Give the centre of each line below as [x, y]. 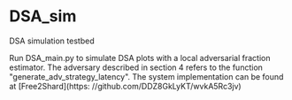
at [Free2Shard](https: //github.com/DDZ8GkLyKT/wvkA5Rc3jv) [125, 86]
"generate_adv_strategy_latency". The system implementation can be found [146, 76]
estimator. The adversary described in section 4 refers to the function [136, 67]
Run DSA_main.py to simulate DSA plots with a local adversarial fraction [140, 58]
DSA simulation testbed [52, 41]
